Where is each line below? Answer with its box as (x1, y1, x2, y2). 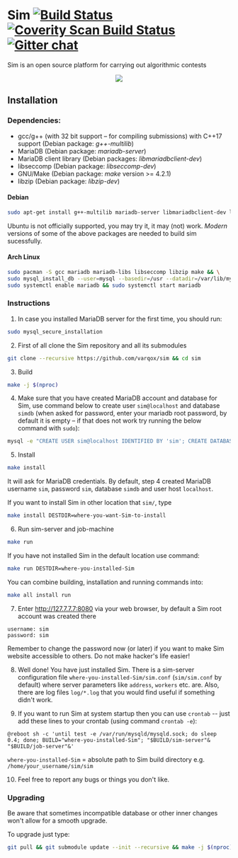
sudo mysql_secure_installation (7, 328, 103, 336)
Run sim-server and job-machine (17, 525, 115, 534)
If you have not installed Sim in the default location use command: (7, 551, 200, 559)
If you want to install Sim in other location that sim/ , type (7, 498, 172, 507)
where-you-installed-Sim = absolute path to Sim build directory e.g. (7, 755, 205, 764)
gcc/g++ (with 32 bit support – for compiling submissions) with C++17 (17, 132, 222, 140)
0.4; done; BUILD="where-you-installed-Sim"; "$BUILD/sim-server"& (7, 736, 211, 743)
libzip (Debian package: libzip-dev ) (17, 177, 120, 185)
